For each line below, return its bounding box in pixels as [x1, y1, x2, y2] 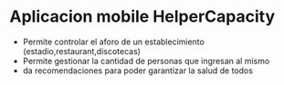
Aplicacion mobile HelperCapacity [9, 6, 276, 27]
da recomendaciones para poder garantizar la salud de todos [22, 65, 254, 76]
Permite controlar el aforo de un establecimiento [22, 36, 205, 47]
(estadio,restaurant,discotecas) [22, 45, 142, 56]
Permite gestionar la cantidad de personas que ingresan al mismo [22, 55, 270, 66]
